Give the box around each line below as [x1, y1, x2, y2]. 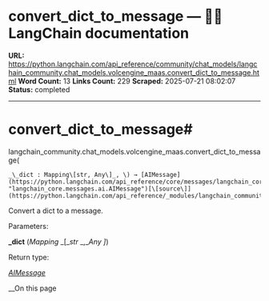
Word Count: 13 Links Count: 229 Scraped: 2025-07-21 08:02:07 [18, 76, 236, 86]
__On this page [8, 283, 58, 293]
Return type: [8, 252, 50, 262]
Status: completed [8, 84, 70, 94]
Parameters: [8, 221, 49, 231]
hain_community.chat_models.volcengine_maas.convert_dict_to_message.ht [8, 67, 260, 77]
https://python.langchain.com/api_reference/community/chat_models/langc [8, 59, 258, 69]
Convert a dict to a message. [8, 206, 104, 215]
